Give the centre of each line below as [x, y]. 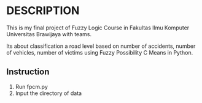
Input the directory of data [48, 93]
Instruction [28, 72]
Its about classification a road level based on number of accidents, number [101, 46]
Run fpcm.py [31, 86]
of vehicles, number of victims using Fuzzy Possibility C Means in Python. [100, 52]
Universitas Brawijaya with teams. [49, 34]
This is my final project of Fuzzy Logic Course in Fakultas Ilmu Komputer [98, 28]
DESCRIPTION [43, 11]
